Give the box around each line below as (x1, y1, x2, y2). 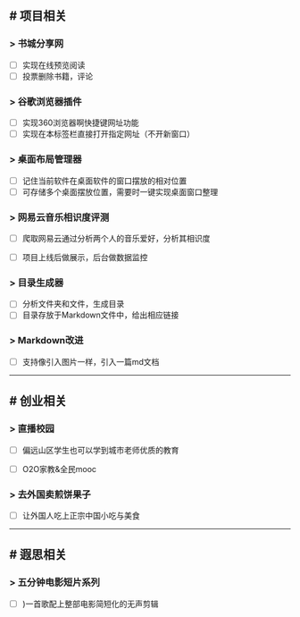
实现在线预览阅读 (21, 59, 86, 70)
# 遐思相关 (9, 547, 67, 562)
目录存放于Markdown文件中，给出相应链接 (21, 309, 179, 320)
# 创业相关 (9, 393, 67, 409)
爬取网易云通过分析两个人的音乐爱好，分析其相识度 (21, 232, 211, 243)
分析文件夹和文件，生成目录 (21, 299, 125, 309)
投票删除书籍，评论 (21, 71, 94, 81)
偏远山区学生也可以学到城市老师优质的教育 (21, 444, 179, 455)
